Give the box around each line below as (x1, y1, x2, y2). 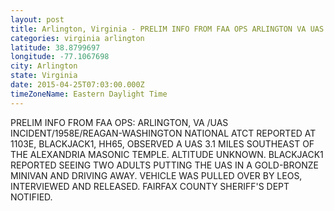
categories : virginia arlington (10, 33, 145, 43)
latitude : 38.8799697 (10, 42, 101, 53)
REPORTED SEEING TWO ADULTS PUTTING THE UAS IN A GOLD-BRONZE (10, 159, 319, 171)
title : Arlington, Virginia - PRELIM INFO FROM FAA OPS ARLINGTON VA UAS (10, 24, 325, 34)
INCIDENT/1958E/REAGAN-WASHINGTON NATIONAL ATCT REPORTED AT (10, 127, 317, 139)
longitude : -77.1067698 (10, 52, 110, 62)
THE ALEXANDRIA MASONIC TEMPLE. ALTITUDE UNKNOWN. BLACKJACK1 (10, 148, 324, 160)
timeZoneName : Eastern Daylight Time (10, 89, 168, 99)
